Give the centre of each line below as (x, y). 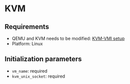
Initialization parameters (43, 59)
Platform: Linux (27, 44)
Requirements (27, 27)
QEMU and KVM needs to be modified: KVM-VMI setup (68, 38)
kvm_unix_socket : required (38, 76)
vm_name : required (30, 71)
